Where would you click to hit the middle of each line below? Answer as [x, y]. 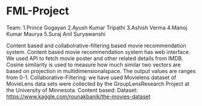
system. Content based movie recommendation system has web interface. [98, 52]
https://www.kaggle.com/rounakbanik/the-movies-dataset [78, 96]
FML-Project [38, 11]
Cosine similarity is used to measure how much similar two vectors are [94, 65]
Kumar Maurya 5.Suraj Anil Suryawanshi [56, 34]
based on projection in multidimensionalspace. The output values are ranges [101, 71]
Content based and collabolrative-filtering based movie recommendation [96, 46]
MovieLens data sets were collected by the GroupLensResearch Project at [98, 84]
